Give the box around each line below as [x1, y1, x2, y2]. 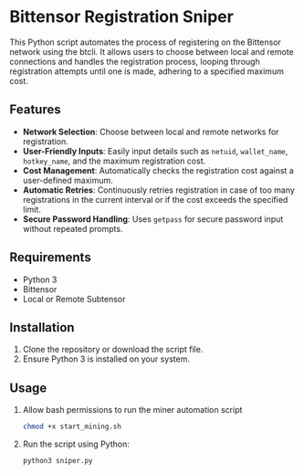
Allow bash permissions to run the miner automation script [22, 405, 243, 416]
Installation [9, 320, 75, 335]
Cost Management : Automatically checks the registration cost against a [22, 164, 294, 175]
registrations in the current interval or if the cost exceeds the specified [22, 194, 288, 205]
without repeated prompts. [22, 223, 123, 234]
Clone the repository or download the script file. [22, 344, 204, 355]
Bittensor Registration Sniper [9, 6, 235, 27]
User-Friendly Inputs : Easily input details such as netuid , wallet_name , [22, 145, 288, 156]
